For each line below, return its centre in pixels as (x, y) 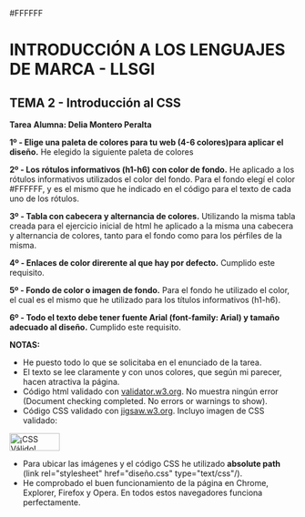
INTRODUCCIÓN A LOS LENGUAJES (147, 50)
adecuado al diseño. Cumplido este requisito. (96, 327)
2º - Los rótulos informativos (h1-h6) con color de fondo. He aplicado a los (152, 169)
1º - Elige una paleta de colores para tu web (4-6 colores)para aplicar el (147, 142)
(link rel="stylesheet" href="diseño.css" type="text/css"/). (132, 473)
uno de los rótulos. (45, 198)
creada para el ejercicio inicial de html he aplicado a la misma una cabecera (152, 226)
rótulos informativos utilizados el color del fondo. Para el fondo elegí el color (152, 179)
